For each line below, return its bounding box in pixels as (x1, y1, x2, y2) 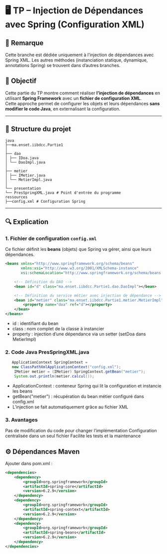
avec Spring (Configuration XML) (5, 19, 145, 30)
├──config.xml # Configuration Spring (5, 199, 85, 204)
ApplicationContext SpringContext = (11, 360, 88, 365)
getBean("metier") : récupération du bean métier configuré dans (12, 393, 144, 399)
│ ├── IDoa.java (5, 156, 39, 160)
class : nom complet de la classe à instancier (12, 326, 104, 332)
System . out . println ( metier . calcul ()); (14, 374, 94, 379)
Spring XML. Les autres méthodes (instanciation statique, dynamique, (5, 57, 148, 63)
